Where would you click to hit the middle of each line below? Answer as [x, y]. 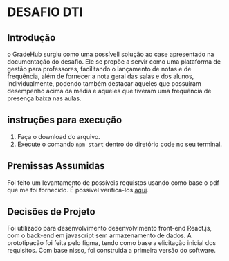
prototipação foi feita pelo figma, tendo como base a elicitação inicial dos [112, 243]
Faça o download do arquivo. [58, 136]
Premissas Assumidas [56, 166]
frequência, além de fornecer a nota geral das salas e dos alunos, [101, 76]
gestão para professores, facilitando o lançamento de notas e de [99, 69]
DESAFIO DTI [45, 12]
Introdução [31, 38]
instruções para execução [65, 120]
